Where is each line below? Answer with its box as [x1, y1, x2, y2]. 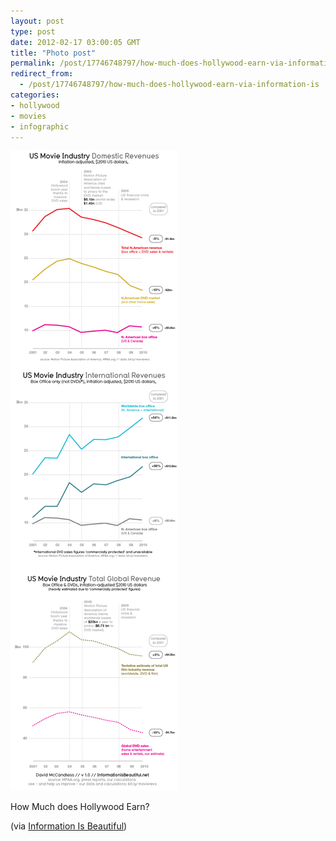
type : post [10, 26, 56, 37]
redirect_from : [10, 69, 74, 79]
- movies [10, 111, 47, 121]
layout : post [10, 16, 65, 26]
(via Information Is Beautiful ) [10, 820, 128, 832]
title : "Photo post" [10, 48, 97, 58]
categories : [10, 90, 60, 100]
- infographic [10, 121, 70, 132]
